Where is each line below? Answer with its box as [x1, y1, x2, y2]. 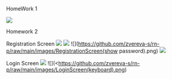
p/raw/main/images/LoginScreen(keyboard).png [6, 66, 125, 73]
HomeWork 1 [6, 5, 38, 12]
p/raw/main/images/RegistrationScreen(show [6, 47, 118, 54]
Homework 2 [6, 28, 38, 35]
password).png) [119, 47, 158, 54]
